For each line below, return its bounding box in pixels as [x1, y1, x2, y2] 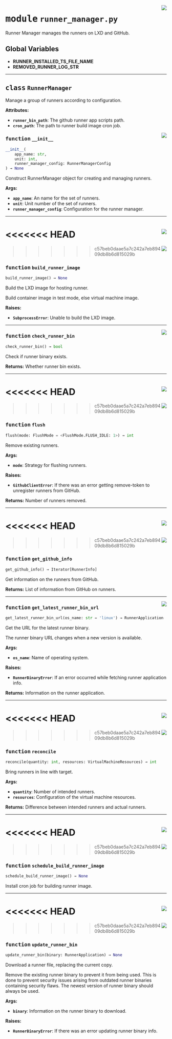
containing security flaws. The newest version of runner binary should [5, 983, 154, 989]
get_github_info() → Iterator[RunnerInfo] [5, 567, 97, 572]
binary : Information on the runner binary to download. [12, 1008, 127, 1014]
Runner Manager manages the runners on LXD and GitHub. [5, 30, 130, 36]
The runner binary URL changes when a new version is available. [5, 634, 142, 641]
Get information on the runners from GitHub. [5, 576, 99, 582]
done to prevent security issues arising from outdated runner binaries [5, 977, 152, 984]
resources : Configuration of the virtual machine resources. [12, 794, 136, 800]
